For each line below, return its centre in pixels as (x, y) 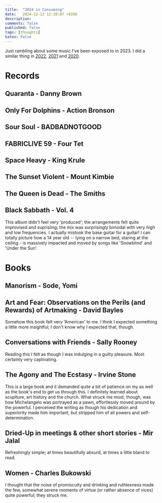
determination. (20, 418)
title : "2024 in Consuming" (35, 10)
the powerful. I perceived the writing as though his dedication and (71, 407)
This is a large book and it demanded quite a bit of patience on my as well (79, 387)
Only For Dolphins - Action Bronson (60, 110)
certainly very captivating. (31, 359)
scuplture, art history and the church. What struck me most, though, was (78, 397)
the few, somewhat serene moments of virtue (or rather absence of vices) (79, 490)
